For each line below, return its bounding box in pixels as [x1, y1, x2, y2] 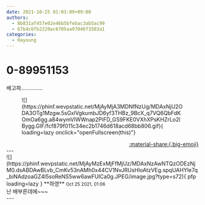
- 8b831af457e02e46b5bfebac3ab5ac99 [12, 20, 105, 26]
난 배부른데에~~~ [6, 187, 49, 195]
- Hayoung [12, 37, 37, 43]
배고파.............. [6, 84, 43, 91]
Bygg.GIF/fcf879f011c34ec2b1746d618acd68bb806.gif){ [21, 122, 164, 130]
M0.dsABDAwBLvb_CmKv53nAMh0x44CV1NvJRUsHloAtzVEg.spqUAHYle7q [6, 166, 198, 173]
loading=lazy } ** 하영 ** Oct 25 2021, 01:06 [6, 180, 106, 187]
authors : [6, 15, 29, 21]
